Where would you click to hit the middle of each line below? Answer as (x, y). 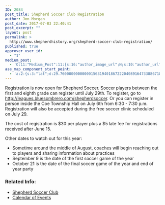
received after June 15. (28, 129)
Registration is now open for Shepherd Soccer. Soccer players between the (81, 88)
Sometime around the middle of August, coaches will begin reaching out (85, 148)
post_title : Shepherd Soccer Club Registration (55, 14)
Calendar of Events (32, 198)
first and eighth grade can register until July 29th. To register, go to (73, 93)
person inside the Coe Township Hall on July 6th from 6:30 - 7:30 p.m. (76, 103)
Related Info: (21, 181)
